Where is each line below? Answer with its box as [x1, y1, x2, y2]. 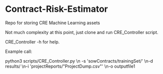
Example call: [5, 48, 33, 54]
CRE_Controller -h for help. [5, 38, 60, 45]
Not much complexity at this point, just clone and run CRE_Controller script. [5, 29, 159, 35]
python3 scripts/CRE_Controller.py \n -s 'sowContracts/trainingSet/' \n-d [5, 58, 153, 64]
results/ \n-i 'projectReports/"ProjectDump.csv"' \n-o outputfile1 [5, 63, 135, 69]
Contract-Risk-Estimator [5, 3, 108, 15]
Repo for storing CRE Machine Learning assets [5, 20, 100, 26]
